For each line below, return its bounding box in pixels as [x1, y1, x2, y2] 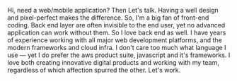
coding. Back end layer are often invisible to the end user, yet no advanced [7, 21, 226, 29]
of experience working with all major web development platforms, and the [7, 36, 223, 44]
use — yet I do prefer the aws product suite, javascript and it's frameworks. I [7, 51, 231, 59]
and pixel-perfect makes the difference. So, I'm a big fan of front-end [7, 13, 209, 22]
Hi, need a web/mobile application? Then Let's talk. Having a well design [7, 6, 219, 14]
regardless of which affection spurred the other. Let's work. [7, 66, 181, 74]
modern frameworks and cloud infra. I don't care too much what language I [7, 44, 226, 51]
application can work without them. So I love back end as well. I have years [7, 28, 226, 37]
